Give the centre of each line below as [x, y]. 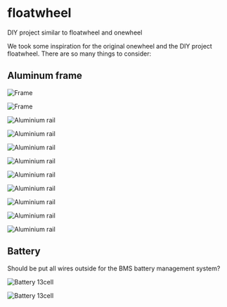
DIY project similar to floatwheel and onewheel [75, 32]
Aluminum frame [45, 76]
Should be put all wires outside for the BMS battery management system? [114, 268]
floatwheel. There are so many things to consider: [79, 54]
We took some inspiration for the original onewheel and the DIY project [110, 46]
